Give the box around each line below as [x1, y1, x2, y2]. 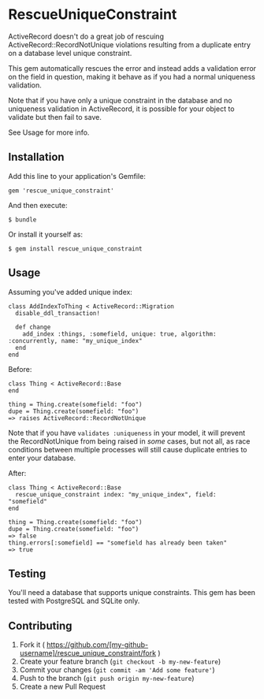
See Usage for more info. [8, 128, 90, 137]
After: [8, 468, 27, 478]
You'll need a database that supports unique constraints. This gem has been [8, 588, 256, 597]
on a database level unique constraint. [8, 48, 132, 58]
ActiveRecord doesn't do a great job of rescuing [8, 32, 164, 41]
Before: [8, 364, 32, 374]
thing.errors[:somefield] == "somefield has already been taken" [8, 538, 227, 547]
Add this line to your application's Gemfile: [8, 171, 146, 180]
